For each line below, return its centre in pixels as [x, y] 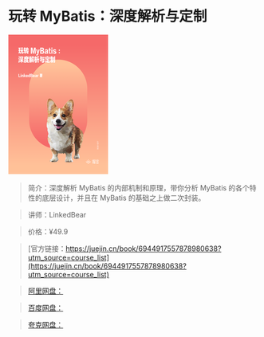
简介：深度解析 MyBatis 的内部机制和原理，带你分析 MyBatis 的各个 [138, 187]
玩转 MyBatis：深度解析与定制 [108, 16]
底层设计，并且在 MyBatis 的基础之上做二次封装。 [124, 198]
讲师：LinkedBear [57, 214]
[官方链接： [47, 249]
